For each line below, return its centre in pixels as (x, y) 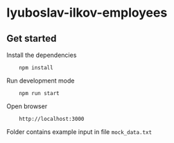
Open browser (27, 106)
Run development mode (41, 81)
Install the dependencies (42, 55)
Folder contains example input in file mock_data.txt (79, 132)
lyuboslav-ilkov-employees (87, 13)
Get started (32, 39)
